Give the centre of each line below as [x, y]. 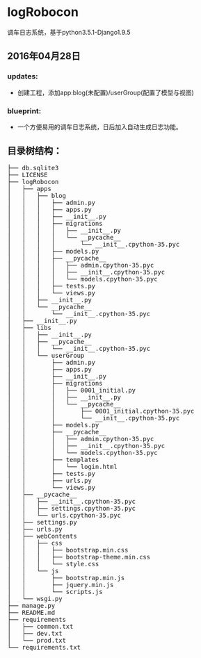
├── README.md [31, 612]
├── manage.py [31, 606]
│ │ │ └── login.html [62, 467]
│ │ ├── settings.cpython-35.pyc [72, 508]
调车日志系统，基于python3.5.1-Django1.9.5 [69, 32]
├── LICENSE [27, 175]
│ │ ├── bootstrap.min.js [66, 578]
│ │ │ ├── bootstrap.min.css [68, 550]
